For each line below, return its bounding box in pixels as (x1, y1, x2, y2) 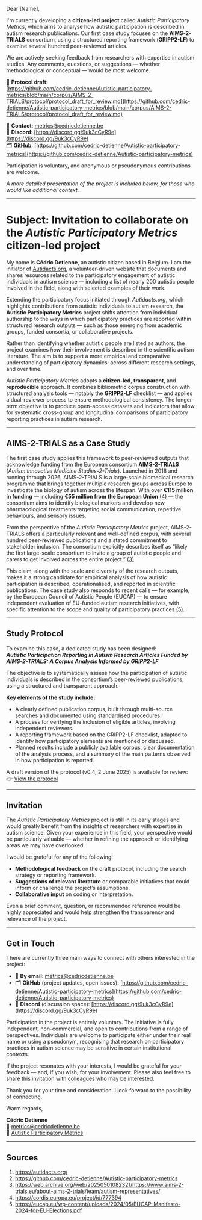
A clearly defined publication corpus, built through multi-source (14, 705, 173, 712)
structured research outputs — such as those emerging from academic (6, 322, 182, 329)
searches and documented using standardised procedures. (14, 712, 162, 719)
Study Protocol (6, 629, 64, 639)
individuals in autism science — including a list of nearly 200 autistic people (6, 278, 194, 285)
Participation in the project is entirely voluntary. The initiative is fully (6, 1019, 174, 1026)
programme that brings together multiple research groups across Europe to (6, 480, 192, 487)
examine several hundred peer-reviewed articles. (6, 42, 128, 49)
